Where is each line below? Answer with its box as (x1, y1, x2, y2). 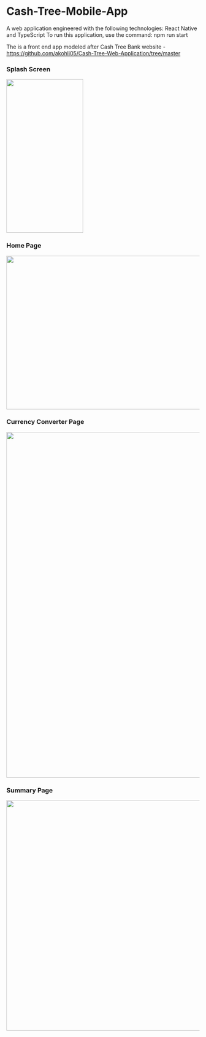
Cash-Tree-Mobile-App (6, 4, 128, 18)
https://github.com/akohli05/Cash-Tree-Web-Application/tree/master (6, 49, 181, 57)
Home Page (6, 241, 42, 250)
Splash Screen (6, 65, 51, 73)
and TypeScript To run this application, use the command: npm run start (6, 31, 188, 38)
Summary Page (6, 786, 53, 794)
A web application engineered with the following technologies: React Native (6, 25, 197, 32)
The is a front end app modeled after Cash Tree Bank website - (6, 43, 166, 50)
